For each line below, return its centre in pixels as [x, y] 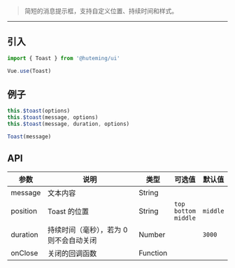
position [24, 211]
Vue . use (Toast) [29, 71]
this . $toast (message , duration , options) [69, 124]
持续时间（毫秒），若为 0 [88, 230]
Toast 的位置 [69, 211]
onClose [24, 253]
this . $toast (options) [39, 111]
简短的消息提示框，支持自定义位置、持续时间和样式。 [101, 11]
